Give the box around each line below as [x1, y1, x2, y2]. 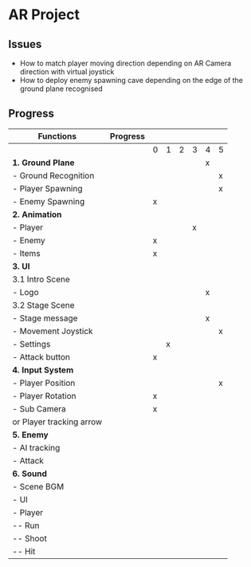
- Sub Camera [12, 403, 66, 414]
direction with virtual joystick [19, 67, 115, 77]
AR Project [8, 6, 80, 24]
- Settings [12, 338, 51, 349]
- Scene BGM [12, 481, 65, 492]
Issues [8, 37, 42, 51]
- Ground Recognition [12, 170, 95, 181]
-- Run [12, 520, 40, 531]
